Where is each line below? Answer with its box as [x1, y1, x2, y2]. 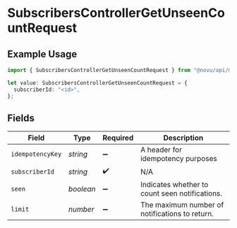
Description [163, 133, 204, 143]
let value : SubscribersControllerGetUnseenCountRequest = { [7, 79, 188, 86]
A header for [140, 145, 182, 155]
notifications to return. [140, 209, 214, 219]
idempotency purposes [140, 154, 217, 164]
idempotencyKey [11, 150, 62, 158]
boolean [68, 184, 96, 194]
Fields [7, 112, 35, 124]
